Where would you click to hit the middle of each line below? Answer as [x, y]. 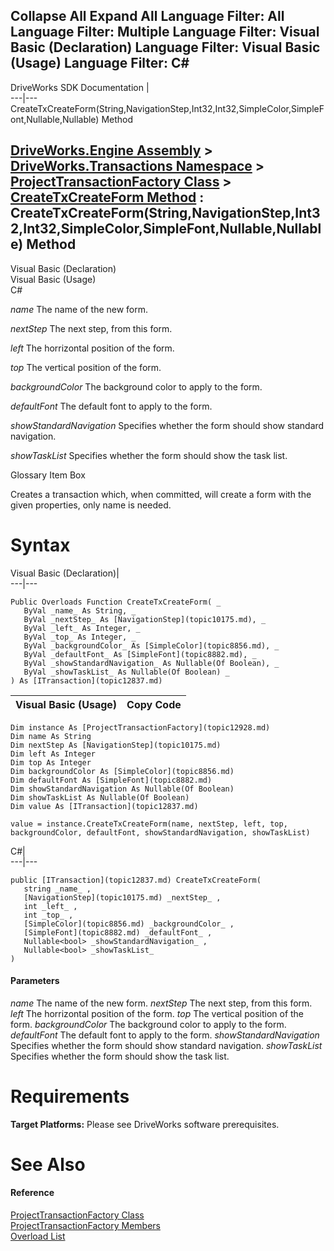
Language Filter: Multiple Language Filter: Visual [165, 32]
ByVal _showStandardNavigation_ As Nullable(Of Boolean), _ [151, 663]
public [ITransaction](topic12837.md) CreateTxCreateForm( [136, 880]
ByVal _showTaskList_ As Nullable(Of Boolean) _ [126, 672]
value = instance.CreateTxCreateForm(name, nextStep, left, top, [149, 824]
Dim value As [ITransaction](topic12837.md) [104, 806]
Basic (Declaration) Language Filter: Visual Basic [165, 47]
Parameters [35, 981]
